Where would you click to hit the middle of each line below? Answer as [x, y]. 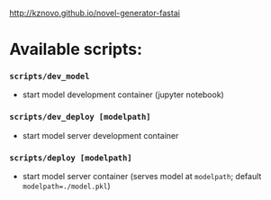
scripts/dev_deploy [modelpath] [80, 117]
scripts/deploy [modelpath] [71, 158]
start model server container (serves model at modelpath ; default [142, 177]
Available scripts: [76, 50]
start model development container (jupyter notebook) [123, 95]
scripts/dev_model [50, 77]
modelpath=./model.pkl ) [66, 186]
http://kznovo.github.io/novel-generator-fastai [95, 13]
